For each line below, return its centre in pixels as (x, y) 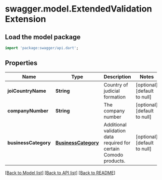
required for (117, 142)
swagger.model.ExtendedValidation (79, 9)
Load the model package (43, 37)
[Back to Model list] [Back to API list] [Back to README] (60, 173)
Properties (21, 63)
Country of (116, 84)
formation (115, 97)
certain (111, 149)
